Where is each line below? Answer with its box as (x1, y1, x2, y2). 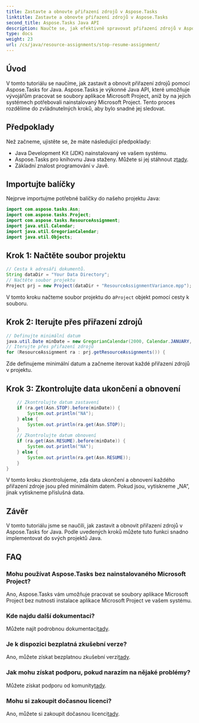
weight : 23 (6, 36, 33, 42)
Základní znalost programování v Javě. (14, 162, 110, 169)
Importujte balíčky (6, 179, 75, 189)
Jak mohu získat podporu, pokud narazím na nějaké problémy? (6, 668, 191, 677)
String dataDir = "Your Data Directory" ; (6, 271, 110, 278)
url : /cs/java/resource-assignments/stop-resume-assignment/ (6, 42, 161, 48)
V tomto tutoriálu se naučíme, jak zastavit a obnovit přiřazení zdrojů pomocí (6, 80, 190, 87)
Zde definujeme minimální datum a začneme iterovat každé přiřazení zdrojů (6, 360, 190, 367)
